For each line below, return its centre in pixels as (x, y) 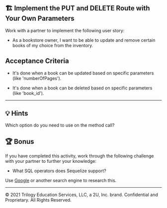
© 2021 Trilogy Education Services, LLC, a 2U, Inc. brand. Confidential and (82, 195)
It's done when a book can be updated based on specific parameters (83, 73)
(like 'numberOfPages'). (37, 78)
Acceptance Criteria (37, 61)
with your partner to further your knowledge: (51, 161)
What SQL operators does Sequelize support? (59, 171)
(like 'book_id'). (28, 93)
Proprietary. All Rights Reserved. (38, 200)
